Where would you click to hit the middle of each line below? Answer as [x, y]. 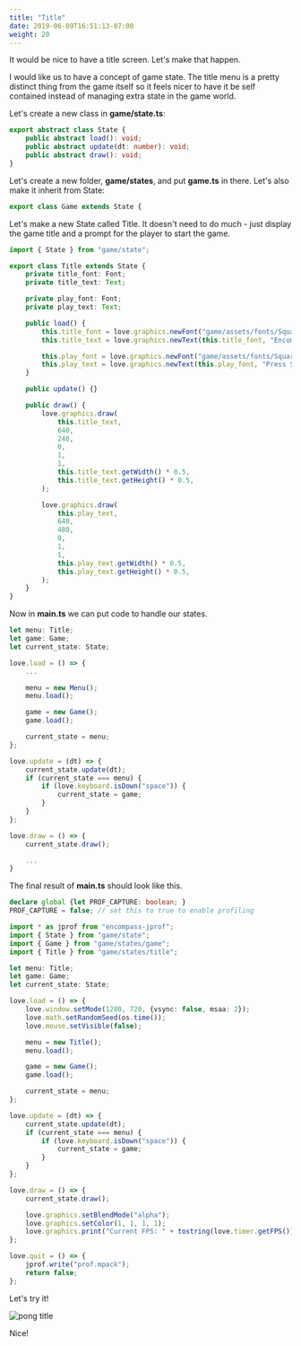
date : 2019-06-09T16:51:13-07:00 [72, 26]
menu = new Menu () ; [62, 687]
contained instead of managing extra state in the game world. [123, 96]
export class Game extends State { [76, 206]
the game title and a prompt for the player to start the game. [120, 233]
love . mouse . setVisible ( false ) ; [84, 1026]
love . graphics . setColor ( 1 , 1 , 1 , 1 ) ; [96, 1223]
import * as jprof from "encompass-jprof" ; [92, 927]
